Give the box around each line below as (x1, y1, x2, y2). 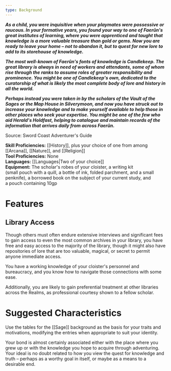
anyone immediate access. (5, 253, 62, 259)
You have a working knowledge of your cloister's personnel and (5, 263, 139, 269)
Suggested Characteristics (5, 307, 122, 319)
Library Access (5, 218, 55, 227)
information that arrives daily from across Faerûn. (5, 122, 115, 128)
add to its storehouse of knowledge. (5, 48, 84, 55)
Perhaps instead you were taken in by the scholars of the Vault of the (5, 95, 156, 101)
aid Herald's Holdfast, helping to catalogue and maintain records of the (5, 117, 161, 123)
